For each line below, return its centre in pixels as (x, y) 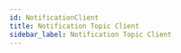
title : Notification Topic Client (75, 26)
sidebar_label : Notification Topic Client (90, 34)
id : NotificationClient (54, 18)
